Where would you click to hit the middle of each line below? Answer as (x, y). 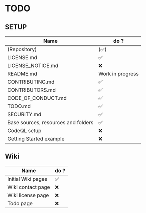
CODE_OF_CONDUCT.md (37, 98)
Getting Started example (36, 139)
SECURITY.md (24, 114)
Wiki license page (28, 195)
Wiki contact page (29, 187)
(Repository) (22, 49)
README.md (22, 74)
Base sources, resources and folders (51, 122)
